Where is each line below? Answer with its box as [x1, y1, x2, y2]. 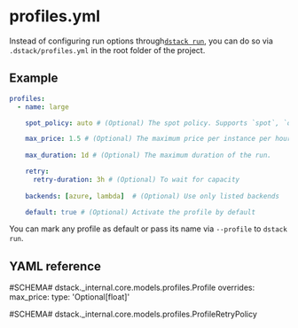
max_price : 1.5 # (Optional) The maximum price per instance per [25, 135, 272, 144]
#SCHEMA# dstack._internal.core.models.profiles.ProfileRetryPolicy [9, 308, 257, 320]
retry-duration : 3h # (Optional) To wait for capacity [32, 175, 240, 184]
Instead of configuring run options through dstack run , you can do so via [9, 35, 273, 46]
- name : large [17, 102, 69, 112]
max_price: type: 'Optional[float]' [9, 292, 130, 302]
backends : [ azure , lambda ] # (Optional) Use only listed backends [25, 191, 279, 200]
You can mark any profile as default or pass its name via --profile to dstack [9, 223, 288, 234]
